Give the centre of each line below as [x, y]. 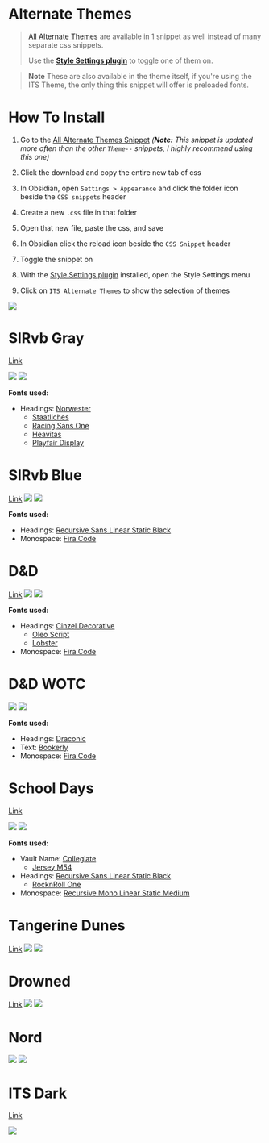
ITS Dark [37, 1093]
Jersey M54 [52, 867]
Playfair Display [58, 442]
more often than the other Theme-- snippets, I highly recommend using [136, 148]
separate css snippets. [66, 44]
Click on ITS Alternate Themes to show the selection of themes [125, 290]
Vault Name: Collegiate [58, 858]
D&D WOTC [47, 684]
